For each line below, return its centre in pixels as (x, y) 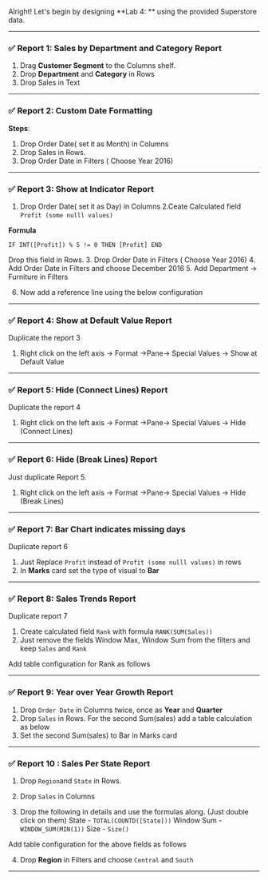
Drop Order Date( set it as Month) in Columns (94, 144)
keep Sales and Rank (53, 649)
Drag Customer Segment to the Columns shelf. (97, 66)
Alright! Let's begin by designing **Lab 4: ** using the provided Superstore (133, 12)
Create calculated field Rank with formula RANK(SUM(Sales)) (116, 631)
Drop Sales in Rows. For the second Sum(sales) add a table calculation (136, 718)
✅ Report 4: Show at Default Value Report (91, 321)
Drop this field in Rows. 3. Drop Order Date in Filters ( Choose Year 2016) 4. (132, 260)
